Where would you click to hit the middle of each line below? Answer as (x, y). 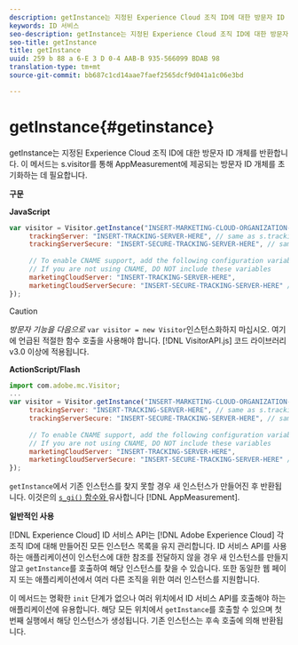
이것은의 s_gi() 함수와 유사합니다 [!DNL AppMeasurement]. (134, 498)
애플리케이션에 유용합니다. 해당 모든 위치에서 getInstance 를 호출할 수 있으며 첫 (145, 609)
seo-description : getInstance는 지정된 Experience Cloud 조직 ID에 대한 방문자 (149, 34)
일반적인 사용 (32, 516)
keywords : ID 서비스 (44, 26)
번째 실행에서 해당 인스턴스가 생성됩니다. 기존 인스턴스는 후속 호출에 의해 (134, 621)
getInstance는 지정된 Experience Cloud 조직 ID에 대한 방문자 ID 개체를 (133, 153)
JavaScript (30, 211)
